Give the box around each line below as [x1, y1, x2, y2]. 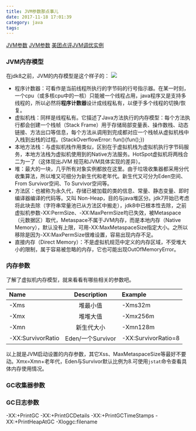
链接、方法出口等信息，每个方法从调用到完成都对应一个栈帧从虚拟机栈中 [14, 128, 189, 135]
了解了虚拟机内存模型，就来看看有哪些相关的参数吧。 [6, 276, 135, 283]
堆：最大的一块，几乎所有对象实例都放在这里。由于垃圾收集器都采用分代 [14, 165, 189, 172]
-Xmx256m [122, 312, 155, 320]
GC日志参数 [6, 398, 39, 406]
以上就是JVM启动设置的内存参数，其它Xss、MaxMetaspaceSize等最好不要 [6, 350, 187, 357]
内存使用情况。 [11, 365, 47, 372]
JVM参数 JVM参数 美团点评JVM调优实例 [6, 42, 104, 49]
